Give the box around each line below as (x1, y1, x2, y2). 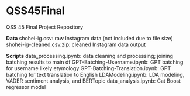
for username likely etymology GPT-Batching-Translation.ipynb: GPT (6, 64, 171, 71)
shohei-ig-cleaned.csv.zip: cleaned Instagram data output (6, 41, 146, 48)
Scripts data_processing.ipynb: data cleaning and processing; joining (6, 52, 174, 59)
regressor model (6, 83, 46, 90)
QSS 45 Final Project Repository (6, 23, 84, 30)
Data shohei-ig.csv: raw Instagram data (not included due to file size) (6, 35, 174, 42)
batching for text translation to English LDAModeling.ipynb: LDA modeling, (6, 71, 185, 78)
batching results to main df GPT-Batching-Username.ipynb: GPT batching (6, 59, 184, 66)
